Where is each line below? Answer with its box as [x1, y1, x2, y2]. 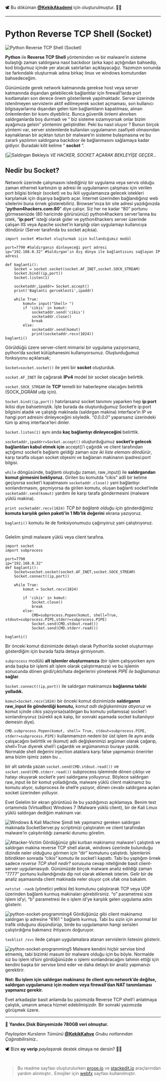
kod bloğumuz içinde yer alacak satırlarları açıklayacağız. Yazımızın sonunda [5, 64, 161, 71]
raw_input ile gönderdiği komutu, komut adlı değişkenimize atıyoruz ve [5, 704, 152, 709]
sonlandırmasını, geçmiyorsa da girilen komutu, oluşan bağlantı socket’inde [5, 485, 158, 491]
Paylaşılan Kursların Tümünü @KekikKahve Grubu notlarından [5, 1031, 133, 1037]
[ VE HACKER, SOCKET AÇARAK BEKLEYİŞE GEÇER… [5, 152, 157, 158]
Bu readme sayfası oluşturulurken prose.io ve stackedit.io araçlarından [17, 1065, 161, 1071]
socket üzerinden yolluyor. [5, 790, 59, 796]
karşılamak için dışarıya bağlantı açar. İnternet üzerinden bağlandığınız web [5, 195, 158, 201]
